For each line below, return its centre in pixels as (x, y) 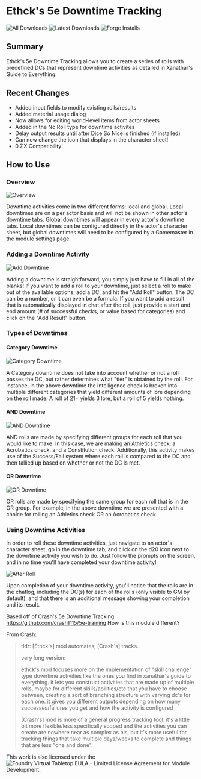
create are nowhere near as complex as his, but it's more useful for (104, 733)
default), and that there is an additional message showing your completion (98, 598)
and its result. (23, 605)
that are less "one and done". (57, 745)
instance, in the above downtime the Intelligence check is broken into (92, 385)
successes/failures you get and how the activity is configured (97, 708)
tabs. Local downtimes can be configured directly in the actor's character (97, 226)
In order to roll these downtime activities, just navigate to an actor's (89, 543)
